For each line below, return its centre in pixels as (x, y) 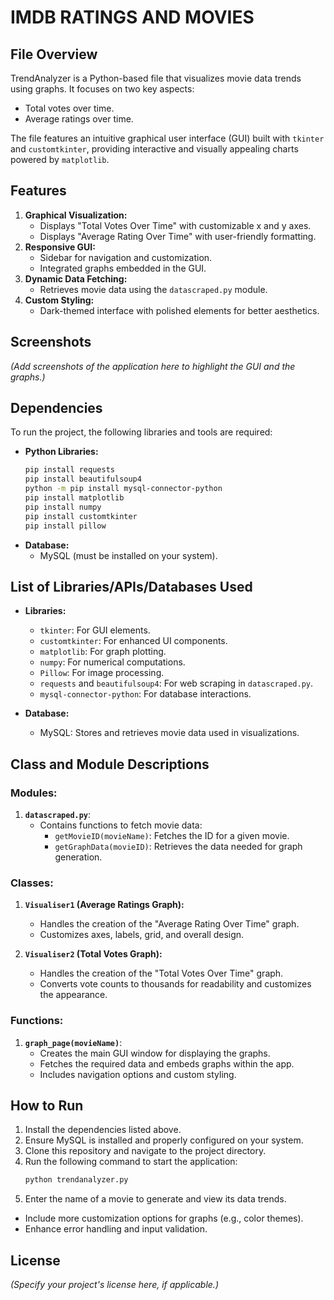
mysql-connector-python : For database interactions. (145, 694)
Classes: (32, 883)
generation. (78, 857)
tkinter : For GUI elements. (95, 630)
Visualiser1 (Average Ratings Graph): (104, 905)
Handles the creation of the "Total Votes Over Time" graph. (161, 973)
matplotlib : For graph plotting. (103, 652)
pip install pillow (65, 526)
